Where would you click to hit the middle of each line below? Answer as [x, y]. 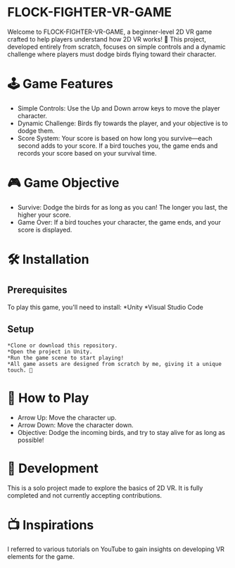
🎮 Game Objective [63, 183]
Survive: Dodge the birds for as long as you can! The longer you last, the [122, 207]
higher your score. [44, 215]
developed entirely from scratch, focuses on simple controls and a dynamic [117, 46]
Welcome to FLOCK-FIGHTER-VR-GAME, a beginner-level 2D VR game [110, 32]
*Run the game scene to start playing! [66, 358]
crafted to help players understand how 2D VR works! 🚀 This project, [107, 39]
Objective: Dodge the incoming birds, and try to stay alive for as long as [121, 432]
